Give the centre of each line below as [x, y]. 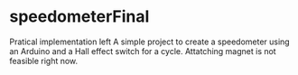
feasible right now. [44, 61]
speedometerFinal [79, 17]
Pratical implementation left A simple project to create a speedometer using [150, 42]
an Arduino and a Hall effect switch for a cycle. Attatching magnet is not [143, 51]
